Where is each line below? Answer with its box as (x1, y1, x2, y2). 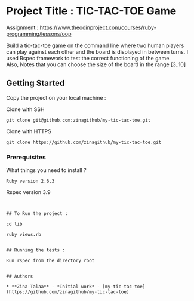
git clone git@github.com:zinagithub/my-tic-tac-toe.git (6, 117, 151, 123)
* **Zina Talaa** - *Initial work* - (6, 284, 100, 290)
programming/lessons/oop (6, 30, 72, 37)
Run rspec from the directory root (6, 258, 95, 264)
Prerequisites (6, 153, 46, 161)
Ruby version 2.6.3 (6, 178, 55, 185)
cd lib (6, 221, 23, 228)
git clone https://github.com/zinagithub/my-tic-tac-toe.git (6, 139, 162, 145)
